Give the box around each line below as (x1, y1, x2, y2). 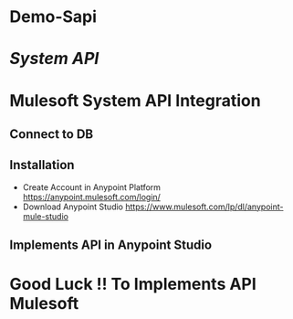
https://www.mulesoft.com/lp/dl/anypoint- (124, 201, 284, 212)
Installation (9, 157, 75, 173)
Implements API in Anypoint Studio (9, 238, 213, 253)
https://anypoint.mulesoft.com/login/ (22, 191, 162, 202)
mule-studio (22, 210, 68, 221)
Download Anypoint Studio (22, 201, 124, 212)
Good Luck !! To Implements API (9, 274, 257, 294)
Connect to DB (9, 126, 94, 142)
